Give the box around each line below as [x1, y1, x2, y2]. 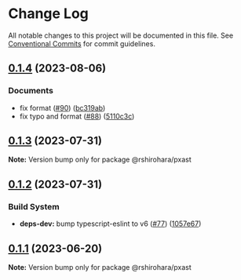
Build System [8, 201, 60, 212]
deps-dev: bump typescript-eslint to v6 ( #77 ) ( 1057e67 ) [19, 219, 202, 228]
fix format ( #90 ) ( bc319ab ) [19, 103, 106, 112]
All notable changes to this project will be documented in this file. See [8, 31, 234, 40]
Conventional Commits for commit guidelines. [8, 38, 155, 48]
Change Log [8, 5, 89, 23]
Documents [8, 85, 53, 96]
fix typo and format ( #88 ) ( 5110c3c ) [19, 111, 135, 121]
